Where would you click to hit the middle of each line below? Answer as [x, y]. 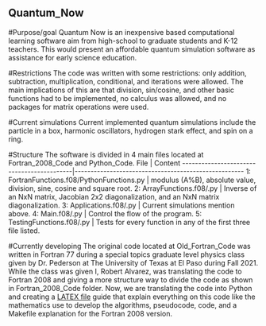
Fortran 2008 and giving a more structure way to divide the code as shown [131, 279]
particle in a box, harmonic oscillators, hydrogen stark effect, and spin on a [131, 130]
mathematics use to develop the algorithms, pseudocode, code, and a [123, 305]
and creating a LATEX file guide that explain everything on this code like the [132, 297]
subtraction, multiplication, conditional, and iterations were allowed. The [126, 81]
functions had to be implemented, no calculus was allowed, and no [118, 98]
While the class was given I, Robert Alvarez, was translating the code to [125, 271]
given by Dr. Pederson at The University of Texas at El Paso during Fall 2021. [133, 262]
